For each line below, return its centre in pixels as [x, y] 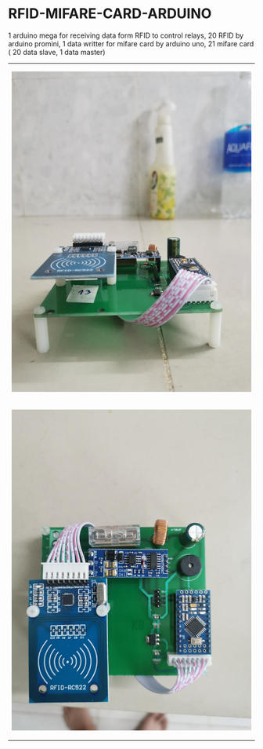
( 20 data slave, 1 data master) [57, 52]
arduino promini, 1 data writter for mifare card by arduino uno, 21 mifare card [131, 43]
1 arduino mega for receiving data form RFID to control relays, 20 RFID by [126, 35]
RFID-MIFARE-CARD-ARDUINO [110, 14]
